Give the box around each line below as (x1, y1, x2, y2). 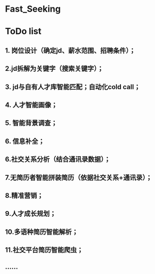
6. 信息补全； (5, 137, 45, 145)
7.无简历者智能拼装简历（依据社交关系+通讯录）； (5, 173, 153, 182)
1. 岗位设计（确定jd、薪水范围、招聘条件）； (5, 46, 136, 55)
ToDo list (5, 26, 41, 37)
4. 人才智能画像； (5, 101, 58, 109)
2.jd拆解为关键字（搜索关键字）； (5, 64, 104, 73)
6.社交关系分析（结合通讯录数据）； (5, 155, 111, 164)
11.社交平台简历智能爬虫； (5, 246, 84, 254)
